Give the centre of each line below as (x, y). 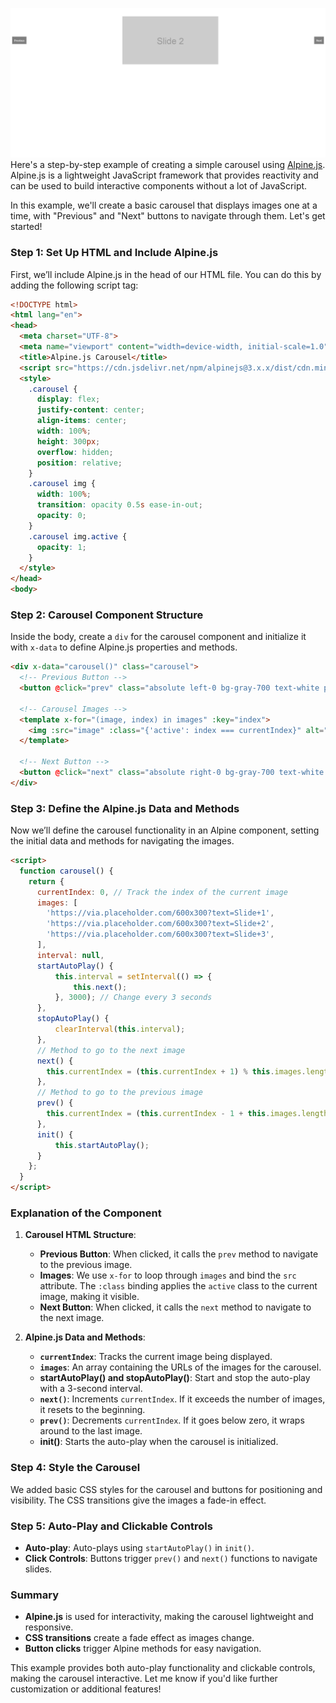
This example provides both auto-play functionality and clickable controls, (163, 1668)
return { (46, 881)
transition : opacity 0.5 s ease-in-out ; (119, 505)
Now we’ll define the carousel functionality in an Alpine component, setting (165, 830)
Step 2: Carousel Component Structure (107, 615)
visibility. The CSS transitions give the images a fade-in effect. (138, 1500)
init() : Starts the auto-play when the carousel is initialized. (159, 1442)
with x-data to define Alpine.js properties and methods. (124, 647)
